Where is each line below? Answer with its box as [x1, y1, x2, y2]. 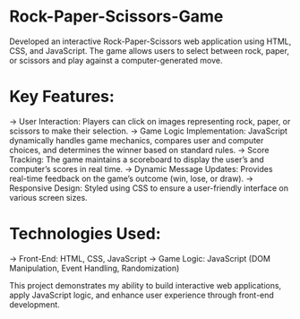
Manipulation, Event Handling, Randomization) [9, 263, 180, 273]
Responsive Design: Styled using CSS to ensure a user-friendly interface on [9, 182, 289, 194]
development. [9, 298, 60, 310]
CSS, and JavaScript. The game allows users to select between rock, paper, [9, 45, 289, 56]
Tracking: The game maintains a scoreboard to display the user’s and [9, 154, 264, 165]
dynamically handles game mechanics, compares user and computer [9, 134, 264, 145]
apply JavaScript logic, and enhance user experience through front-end [9, 289, 275, 300]
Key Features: [9, 87, 115, 107]
